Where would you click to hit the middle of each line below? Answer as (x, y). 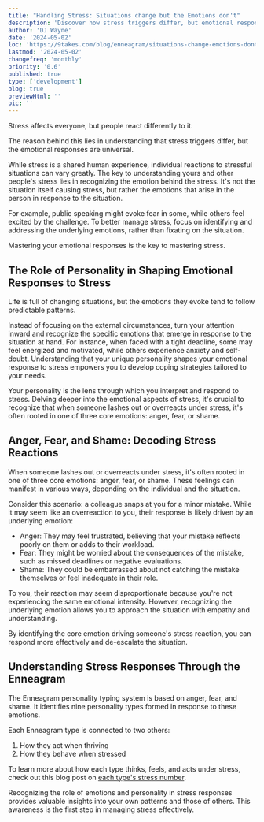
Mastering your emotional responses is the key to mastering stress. (117, 246)
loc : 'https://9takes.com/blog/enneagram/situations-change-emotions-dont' (135, 45)
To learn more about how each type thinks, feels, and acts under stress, (125, 768)
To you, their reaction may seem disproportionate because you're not (120, 593)
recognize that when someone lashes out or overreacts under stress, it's (126, 407)
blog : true (26, 89)
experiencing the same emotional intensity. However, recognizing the (120, 601)
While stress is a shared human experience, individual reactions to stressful (130, 165)
